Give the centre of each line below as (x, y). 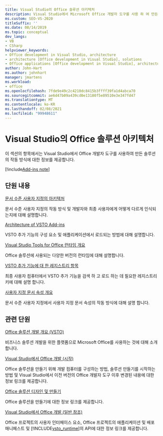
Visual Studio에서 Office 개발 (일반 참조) (44, 412)
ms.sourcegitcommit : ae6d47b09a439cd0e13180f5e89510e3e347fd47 (70, 95)
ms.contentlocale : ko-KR (30, 105)
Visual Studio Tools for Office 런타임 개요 (45, 245)
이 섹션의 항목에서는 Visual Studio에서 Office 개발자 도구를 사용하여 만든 (74, 153)
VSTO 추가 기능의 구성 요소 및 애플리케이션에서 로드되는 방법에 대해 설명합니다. (80, 234)
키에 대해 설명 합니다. (25, 282)
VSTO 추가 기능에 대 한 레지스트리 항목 (42, 265)
